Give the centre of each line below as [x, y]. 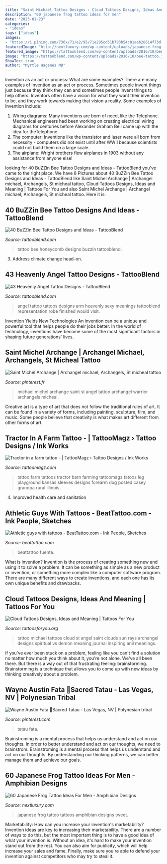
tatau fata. [28, 729]
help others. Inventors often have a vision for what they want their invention [83, 96]
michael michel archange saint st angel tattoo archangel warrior [83, 392]
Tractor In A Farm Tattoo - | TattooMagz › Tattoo [81, 438]
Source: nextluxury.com [30, 805]
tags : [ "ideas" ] [22, 33]
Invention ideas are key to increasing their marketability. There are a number [83, 830]
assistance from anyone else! [42, 158]
